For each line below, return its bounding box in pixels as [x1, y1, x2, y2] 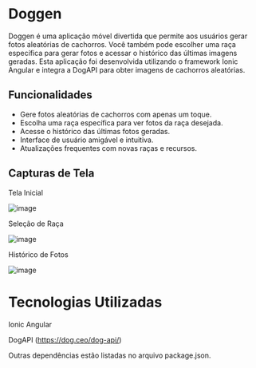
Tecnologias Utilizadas [8, 293, 163, 311]
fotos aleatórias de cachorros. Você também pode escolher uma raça [8, 39, 237, 49]
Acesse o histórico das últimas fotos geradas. [19, 126, 170, 136]
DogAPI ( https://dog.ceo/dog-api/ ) [8, 334, 122, 344]
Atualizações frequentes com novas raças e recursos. [19, 143, 198, 152]
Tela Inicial [8, 188, 44, 197]
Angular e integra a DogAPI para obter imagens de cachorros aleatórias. [8, 65, 246, 74]
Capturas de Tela [8, 167, 95, 180]
